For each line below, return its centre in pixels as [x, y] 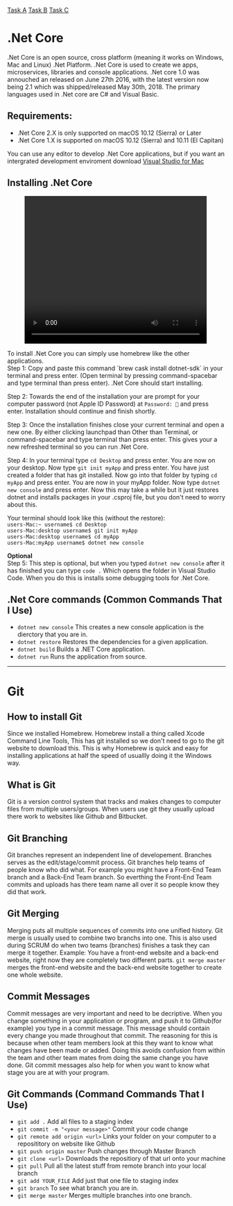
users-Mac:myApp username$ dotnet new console [76, 543]
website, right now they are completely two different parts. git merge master [116, 960]
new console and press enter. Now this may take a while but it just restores [113, 490]
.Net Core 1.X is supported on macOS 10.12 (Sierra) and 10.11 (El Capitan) [120, 140]
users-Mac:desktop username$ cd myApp [63, 537]
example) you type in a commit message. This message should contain [109, 1028]
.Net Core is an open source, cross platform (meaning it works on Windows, [115, 57]
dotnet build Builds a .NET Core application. [81, 650]
